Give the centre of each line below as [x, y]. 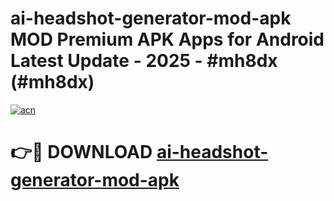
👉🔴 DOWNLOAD [81, 152]
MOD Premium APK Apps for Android [167, 39]
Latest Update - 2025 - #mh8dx [144, 61]
